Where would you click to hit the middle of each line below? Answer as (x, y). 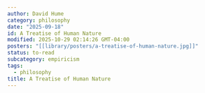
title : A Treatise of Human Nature (59, 79)
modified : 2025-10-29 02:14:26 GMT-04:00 (69, 40)
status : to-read (31, 53)
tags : (15, 66)
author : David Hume (36, 14)
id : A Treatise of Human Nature (54, 33)
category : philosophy (39, 20)
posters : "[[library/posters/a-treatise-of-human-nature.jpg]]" (103, 46)
